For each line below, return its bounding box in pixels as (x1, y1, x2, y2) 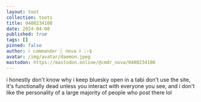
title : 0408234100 (6, 20, 53, 26)
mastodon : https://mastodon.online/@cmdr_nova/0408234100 (6, 59, 156, 65)
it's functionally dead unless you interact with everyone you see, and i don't (6, 82, 195, 89)
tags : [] (6, 37, 28, 43)
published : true (6, 31, 47, 37)
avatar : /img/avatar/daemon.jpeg (6, 54, 91, 60)
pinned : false (6, 43, 42, 49)
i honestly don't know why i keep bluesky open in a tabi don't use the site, (6, 76, 191, 83)
